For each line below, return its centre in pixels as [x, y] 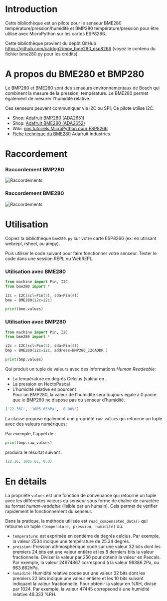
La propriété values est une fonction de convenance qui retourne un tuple [81, 495]
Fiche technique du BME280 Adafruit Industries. [62, 134]
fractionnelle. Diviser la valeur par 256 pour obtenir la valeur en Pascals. [86, 557]
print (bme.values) [24, 309]
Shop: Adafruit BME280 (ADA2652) [49, 123]
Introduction [31, 9]
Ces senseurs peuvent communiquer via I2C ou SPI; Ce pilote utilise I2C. [80, 108]
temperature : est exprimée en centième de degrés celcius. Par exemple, [86, 536]
